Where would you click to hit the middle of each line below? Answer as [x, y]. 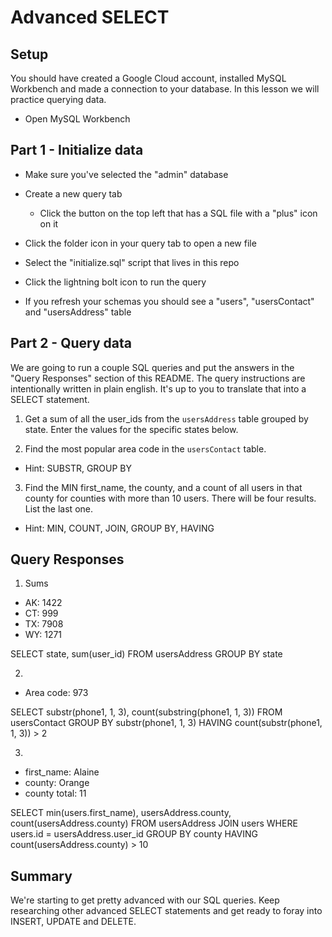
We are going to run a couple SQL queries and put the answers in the [152, 367]
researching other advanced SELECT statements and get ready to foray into [166, 911]
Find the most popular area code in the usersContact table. [145, 448]
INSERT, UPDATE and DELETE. [73, 922]
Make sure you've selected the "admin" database [126, 174]
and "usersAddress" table [78, 312]
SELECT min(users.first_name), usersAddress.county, [121, 813]
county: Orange [57, 783]
